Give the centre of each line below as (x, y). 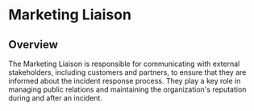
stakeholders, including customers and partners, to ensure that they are (127, 72)
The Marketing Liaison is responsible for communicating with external (124, 64)
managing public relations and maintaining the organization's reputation (127, 89)
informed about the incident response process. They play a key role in (125, 81)
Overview (33, 45)
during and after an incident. (56, 98)
